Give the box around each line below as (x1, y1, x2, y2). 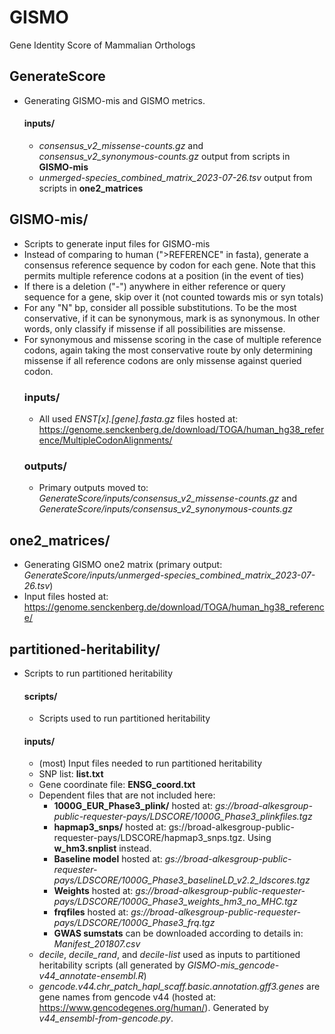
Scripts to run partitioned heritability (23, 667, 174, 679)
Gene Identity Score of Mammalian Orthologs (9, 39, 196, 51)
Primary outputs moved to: (38, 482, 149, 494)
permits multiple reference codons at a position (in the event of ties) (23, 269, 305, 281)
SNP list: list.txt (38, 768, 104, 780)
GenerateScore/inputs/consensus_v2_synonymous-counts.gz (38, 503, 293, 515)
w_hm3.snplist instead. (53, 842, 152, 855)
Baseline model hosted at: (53, 853, 163, 865)
